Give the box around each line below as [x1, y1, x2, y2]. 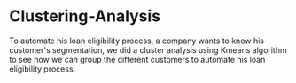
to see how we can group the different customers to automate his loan [9, 54, 266, 64]
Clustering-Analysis [9, 6, 161, 26]
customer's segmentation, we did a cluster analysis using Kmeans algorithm [9, 44, 287, 55]
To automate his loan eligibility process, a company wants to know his [9, 35, 264, 46]
